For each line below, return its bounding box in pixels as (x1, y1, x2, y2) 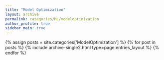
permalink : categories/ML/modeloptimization (5, 16, 99, 21)
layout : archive (5, 12, 39, 17)
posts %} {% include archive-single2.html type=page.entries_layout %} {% (5, 45, 160, 51)
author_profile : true (5, 21, 50, 26)
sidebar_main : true (5, 26, 46, 31)
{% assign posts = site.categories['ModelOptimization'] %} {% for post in (5, 39, 156, 45)
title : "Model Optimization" (5, 7, 66, 12)
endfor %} (5, 50, 26, 56)
